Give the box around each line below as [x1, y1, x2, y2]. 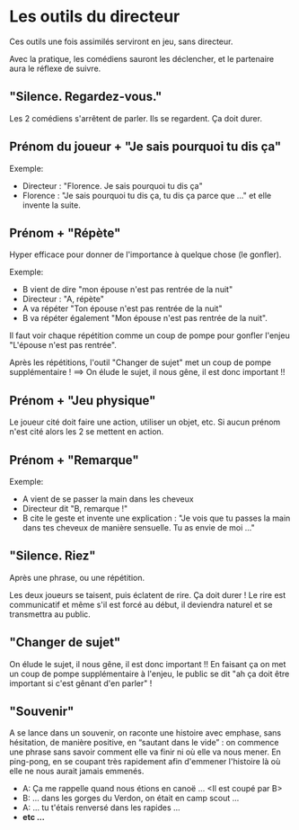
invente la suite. [22, 200, 81, 210]
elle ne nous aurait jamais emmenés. [9, 766, 145, 777]
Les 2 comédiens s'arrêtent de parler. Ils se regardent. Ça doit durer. [9, 112, 263, 123]
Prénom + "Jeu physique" [9, 393, 156, 408]
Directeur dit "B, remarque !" [22, 504, 128, 513]
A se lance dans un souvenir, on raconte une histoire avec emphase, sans [9, 727, 282, 738]
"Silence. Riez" [9, 549, 96, 564]
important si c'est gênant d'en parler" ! [9, 677, 153, 689]
